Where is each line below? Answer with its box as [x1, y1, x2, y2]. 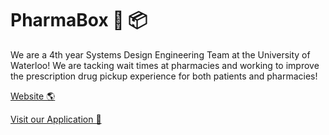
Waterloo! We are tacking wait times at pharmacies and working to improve [10, 59, 320, 71]
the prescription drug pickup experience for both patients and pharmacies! [10, 70, 318, 82]
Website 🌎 [10, 90, 56, 102]
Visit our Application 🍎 [10, 113, 102, 125]
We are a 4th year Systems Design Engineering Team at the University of [10, 48, 311, 61]
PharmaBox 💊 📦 [10, 9, 148, 32]
